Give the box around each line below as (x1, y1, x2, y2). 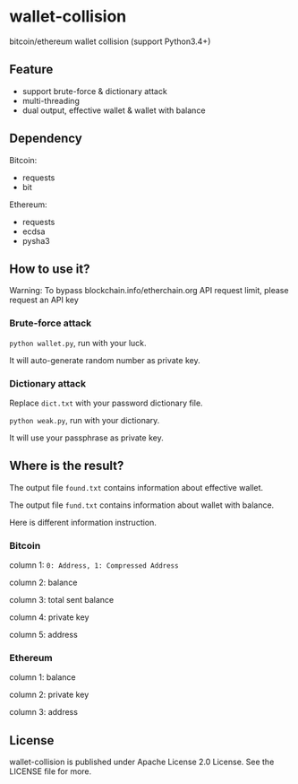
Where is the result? (9, 458, 124, 474)
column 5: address (9, 630, 78, 640)
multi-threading (21, 95, 81, 106)
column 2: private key (9, 689, 89, 701)
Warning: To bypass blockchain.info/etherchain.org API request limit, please (9, 285, 289, 296)
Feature (9, 62, 54, 77)
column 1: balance (9, 672, 76, 683)
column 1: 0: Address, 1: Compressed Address (9, 560, 179, 571)
